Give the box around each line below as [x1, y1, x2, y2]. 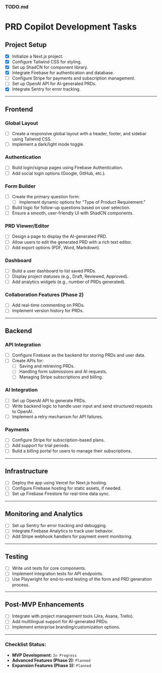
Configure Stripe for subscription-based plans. [12, 437, 105, 443]
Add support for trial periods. [12, 443, 70, 449]
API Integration [5, 341, 41, 348]
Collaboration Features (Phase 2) [5, 291, 84, 298]
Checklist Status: [5, 641, 47, 648]
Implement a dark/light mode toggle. [12, 142, 84, 147]
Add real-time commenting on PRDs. [12, 302, 85, 308]
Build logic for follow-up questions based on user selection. [12, 205, 131, 210]
